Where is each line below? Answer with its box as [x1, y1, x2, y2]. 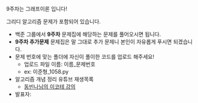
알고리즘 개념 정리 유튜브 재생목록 [14, 75, 94, 83]
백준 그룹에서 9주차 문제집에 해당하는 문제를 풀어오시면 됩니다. [14, 31, 161, 38]
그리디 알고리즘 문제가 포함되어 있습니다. [6, 18, 101, 25]
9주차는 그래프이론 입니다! [6, 5, 68, 12]
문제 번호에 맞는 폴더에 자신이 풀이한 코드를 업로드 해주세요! [14, 53, 155, 60]
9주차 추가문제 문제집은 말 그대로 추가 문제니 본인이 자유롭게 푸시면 [14, 38, 172, 45]
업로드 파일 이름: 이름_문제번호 [23, 60, 96, 68]
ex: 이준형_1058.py [23, 68, 69, 75]
